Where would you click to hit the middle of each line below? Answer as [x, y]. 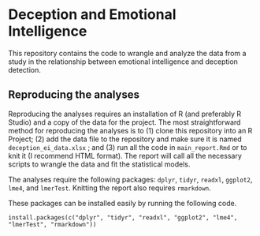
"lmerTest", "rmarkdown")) [52, 224]
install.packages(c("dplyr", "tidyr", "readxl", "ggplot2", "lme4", [123, 217]
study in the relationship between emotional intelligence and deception [123, 62]
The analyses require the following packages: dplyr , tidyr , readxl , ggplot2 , [130, 179]
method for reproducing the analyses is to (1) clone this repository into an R [130, 130]
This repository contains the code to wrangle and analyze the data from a [127, 53]
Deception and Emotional [92, 15]
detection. [25, 69]
